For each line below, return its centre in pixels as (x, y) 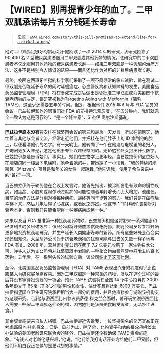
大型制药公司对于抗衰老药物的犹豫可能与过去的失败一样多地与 (92, 239)
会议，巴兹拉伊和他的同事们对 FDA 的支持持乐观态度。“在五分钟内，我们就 (80, 111)
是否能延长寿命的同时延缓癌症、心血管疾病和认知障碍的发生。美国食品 (88, 86)
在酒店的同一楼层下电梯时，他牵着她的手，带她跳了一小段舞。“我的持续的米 (81, 163)
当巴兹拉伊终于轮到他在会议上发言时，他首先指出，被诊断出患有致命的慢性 (80, 185)
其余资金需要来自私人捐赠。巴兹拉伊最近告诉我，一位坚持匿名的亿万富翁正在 (82, 321)
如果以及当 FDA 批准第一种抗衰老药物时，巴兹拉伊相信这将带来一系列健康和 (81, 220)
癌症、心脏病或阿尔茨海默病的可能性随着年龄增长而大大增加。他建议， (88, 191)
